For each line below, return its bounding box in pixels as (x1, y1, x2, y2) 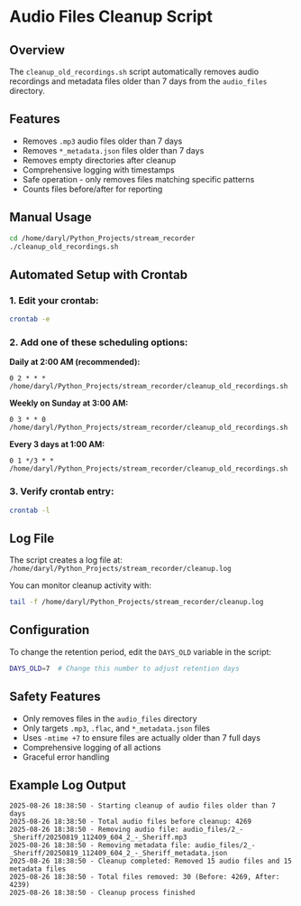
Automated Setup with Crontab (9, 266, 187, 282)
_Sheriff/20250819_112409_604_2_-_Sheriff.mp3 (9, 833, 187, 842)
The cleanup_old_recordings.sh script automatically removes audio (9, 66, 260, 77)
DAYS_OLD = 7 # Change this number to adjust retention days (9, 664, 241, 673)
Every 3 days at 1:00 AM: (9, 439, 105, 450)
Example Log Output (9, 777, 126, 792)
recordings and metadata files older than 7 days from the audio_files (9, 76, 268, 87)
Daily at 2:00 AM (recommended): (9, 357, 141, 368)
